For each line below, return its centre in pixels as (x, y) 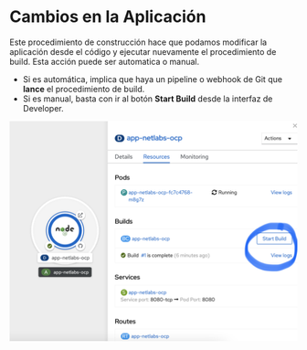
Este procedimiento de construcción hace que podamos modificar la (138, 42)
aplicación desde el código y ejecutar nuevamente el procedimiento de (143, 51)
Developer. (43, 108)
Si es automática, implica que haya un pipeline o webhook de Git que (153, 79)
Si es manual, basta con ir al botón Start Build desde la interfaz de (148, 99)
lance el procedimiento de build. (84, 89)
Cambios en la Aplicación (108, 17)
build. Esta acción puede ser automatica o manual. (105, 61)
